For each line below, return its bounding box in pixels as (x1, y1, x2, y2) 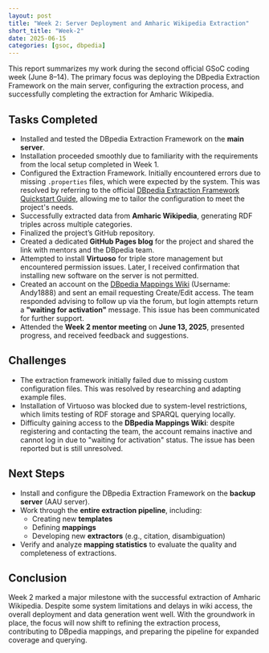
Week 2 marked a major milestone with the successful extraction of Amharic (8, 593, 261, 602)
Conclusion (8, 571, 67, 585)
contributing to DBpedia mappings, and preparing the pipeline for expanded (8, 626, 259, 636)
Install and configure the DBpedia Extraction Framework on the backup (19, 488, 256, 498)
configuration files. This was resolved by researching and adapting (19, 384, 242, 393)
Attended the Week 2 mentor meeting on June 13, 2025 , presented (19, 322, 245, 331)
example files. (19, 392, 67, 402)
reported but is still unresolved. (19, 443, 124, 453)
